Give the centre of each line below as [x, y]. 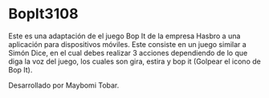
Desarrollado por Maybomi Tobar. [64, 85]
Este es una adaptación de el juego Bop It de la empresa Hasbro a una [124, 36]
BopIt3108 [43, 14]
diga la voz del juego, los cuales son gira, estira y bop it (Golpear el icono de [134, 61]
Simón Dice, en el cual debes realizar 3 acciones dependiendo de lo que [128, 53]
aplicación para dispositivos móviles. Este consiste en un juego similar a [127, 44]
